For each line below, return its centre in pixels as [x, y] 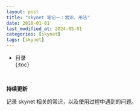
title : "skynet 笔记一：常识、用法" [48, 17]
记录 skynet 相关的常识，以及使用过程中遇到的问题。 [72, 101]
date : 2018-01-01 [28, 23]
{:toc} [22, 65]
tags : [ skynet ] [25, 40]
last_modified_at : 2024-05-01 [44, 29]
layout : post [23, 12]
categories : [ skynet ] [33, 34]
